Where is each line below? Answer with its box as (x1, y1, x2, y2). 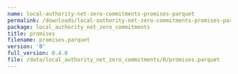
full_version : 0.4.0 (7, 50, 69, 57)
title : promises (7, 30, 55, 37)
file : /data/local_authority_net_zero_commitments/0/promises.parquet (7, 56, 220, 63)
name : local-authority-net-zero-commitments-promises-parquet (7, 10, 195, 18)
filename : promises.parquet (7, 37, 91, 44)
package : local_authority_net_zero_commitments (7, 23, 151, 30)
